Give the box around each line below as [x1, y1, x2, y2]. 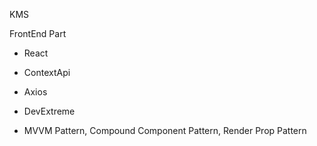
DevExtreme [23, 105, 76, 117]
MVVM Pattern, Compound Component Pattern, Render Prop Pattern [23, 125, 307, 136]
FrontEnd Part [9, 28, 67, 39]
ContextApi [23, 67, 71, 78]
